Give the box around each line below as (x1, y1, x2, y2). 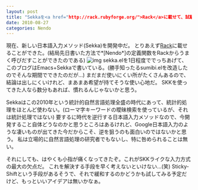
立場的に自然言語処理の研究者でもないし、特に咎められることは (28, 136, 183, 143)
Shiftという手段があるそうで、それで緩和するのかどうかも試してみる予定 (6, 171, 182, 178)
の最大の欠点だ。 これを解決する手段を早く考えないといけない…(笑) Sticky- (6, 163, 190, 170)
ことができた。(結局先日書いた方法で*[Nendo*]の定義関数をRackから (11, 50, 180, 57)
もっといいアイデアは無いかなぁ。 (21, 178, 104, 185)
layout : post (6, 8, 38, 15)
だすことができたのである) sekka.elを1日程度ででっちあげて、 (21, 57, 187, 64)
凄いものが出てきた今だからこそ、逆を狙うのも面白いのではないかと (16, 128, 181, 136)
